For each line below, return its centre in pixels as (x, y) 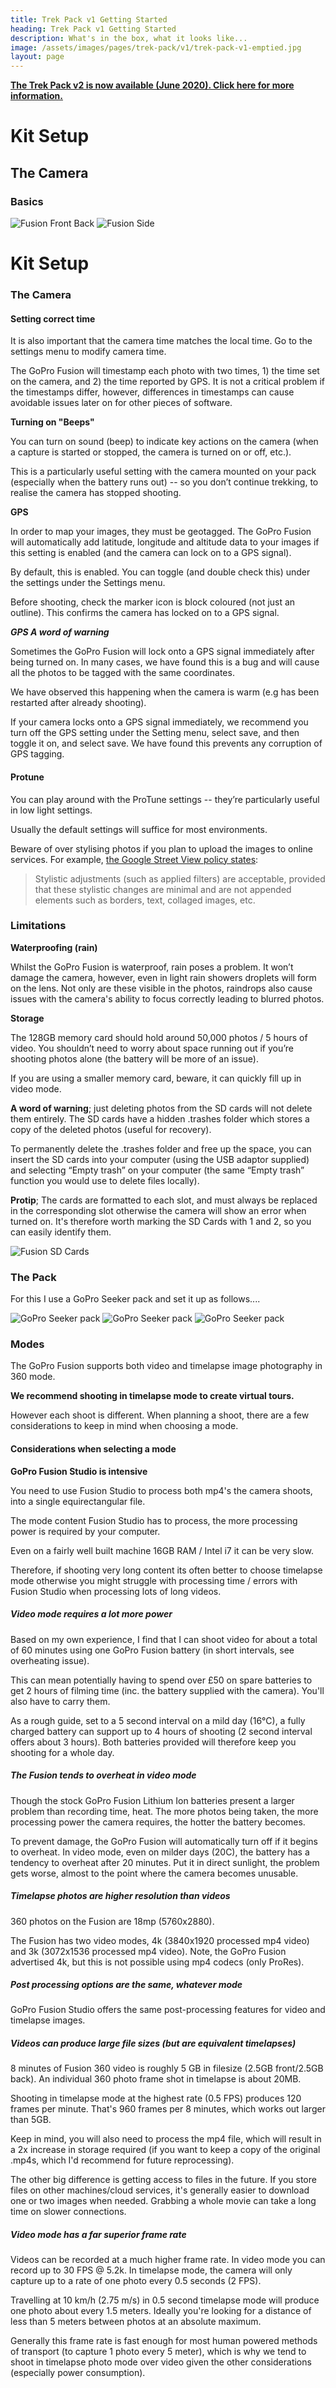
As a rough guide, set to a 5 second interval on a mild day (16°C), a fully (158, 1720)
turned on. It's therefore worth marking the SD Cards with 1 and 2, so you (161, 1221)
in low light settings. (51, 810)
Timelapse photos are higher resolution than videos (120, 1896)
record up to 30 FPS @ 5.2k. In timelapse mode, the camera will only (151, 2270)
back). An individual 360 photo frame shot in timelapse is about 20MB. (156, 2079)
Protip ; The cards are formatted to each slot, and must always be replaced (164, 1200)
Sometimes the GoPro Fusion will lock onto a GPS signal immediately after (162, 652)
